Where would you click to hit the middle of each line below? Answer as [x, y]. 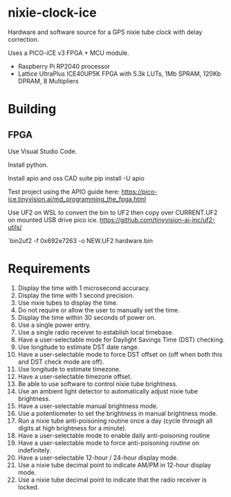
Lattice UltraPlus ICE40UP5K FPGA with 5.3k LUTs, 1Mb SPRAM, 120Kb [119, 74]
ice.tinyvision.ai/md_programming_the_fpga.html [77, 199]
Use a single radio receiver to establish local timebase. [96, 332]
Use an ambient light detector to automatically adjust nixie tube [108, 391]
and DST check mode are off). [61, 362]
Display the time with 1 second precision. [76, 295]
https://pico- [139, 192]
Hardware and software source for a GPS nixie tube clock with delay [105, 32]
